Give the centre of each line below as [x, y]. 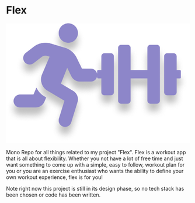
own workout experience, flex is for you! [55, 177]
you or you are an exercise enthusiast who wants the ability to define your [95, 171]
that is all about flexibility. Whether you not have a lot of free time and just [95, 158]
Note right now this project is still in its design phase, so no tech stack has [95, 188]
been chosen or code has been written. [53, 195]
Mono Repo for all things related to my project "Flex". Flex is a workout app [96, 152]
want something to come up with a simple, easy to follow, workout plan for [95, 164]
